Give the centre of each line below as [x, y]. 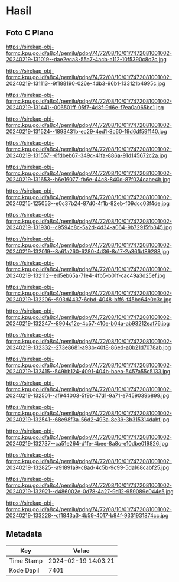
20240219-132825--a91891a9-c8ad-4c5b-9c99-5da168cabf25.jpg [88, 467]
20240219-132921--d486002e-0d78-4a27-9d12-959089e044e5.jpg [90, 491]
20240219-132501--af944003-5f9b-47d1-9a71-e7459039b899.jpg [88, 395]
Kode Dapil [24, 570]
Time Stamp [26, 561]
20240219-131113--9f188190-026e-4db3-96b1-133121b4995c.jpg [86, 83]
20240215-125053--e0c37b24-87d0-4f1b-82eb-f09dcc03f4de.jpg [88, 203]
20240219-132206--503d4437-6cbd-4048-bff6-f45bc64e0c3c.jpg [89, 299]
